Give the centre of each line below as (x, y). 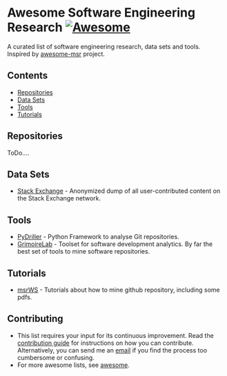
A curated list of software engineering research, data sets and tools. (104, 46)
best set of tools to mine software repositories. (83, 252)
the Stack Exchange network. (59, 198)
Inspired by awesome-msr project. (56, 54)
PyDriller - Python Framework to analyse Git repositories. (98, 237)
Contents (28, 76)
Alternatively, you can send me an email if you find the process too (112, 350)
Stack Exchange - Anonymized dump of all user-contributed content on (119, 191)
